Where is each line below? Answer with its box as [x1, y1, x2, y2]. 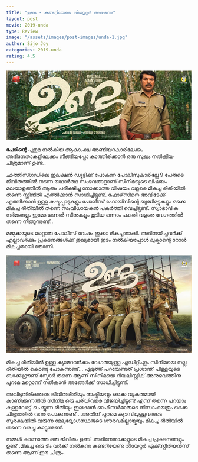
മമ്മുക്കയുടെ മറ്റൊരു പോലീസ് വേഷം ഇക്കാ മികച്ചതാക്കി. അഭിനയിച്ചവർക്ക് [6, 230, 183, 237]
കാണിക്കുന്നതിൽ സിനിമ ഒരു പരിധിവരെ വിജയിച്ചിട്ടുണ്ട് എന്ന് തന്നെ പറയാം [6, 397, 187, 404]
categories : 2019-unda [6, 47, 62, 53]
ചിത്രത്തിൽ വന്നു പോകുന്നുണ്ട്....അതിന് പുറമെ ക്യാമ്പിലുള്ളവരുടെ [6, 410, 163, 417]
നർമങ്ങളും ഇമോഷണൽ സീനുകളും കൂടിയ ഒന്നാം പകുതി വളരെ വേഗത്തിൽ [6, 211, 184, 218]
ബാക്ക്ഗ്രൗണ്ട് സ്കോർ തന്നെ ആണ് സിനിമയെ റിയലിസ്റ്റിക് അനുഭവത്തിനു [6, 371, 181, 379]
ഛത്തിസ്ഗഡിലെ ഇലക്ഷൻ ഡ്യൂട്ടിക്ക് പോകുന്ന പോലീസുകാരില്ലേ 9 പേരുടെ [6, 171, 184, 178]
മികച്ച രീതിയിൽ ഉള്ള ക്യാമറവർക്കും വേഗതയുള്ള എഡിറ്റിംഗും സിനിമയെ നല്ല [6, 358, 187, 366]
